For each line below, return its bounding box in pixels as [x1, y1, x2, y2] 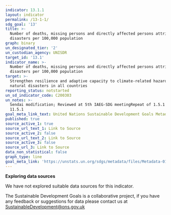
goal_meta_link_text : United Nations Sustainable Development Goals [5, 112, 154, 117]
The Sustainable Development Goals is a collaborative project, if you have [5, 193, 160, 199]
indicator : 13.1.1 [5, 7, 44, 13]
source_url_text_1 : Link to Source [5, 126, 81, 131]
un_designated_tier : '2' [5, 45, 58, 50]
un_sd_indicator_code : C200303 [5, 93, 72, 98]
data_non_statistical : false [5, 150, 67, 155]
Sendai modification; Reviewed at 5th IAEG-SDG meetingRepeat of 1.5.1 [10, 102, 165, 107]
